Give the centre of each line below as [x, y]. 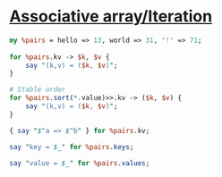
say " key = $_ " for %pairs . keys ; [72, 147]
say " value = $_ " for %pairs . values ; [80, 163]
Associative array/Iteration [111, 17]
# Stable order [38, 90]
